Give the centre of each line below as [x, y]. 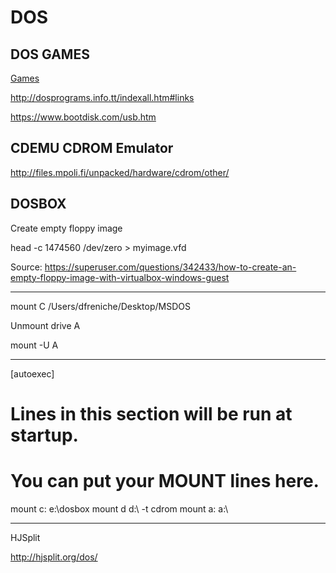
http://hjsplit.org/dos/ [54, 557]
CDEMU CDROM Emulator [92, 148]
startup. [44, 435]
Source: [26, 267]
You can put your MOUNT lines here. [165, 481]
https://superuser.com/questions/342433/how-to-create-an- [170, 267]
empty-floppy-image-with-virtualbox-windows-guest [120, 277]
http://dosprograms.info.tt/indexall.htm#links [102, 97]
